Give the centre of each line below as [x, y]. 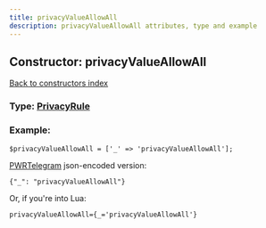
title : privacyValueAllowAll [63, 17]
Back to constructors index [59, 83]
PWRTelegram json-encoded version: [78, 165]
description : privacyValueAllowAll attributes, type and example [133, 26]
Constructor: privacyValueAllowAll [108, 62]
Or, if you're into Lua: [48, 198]
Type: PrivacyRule [50, 106]
